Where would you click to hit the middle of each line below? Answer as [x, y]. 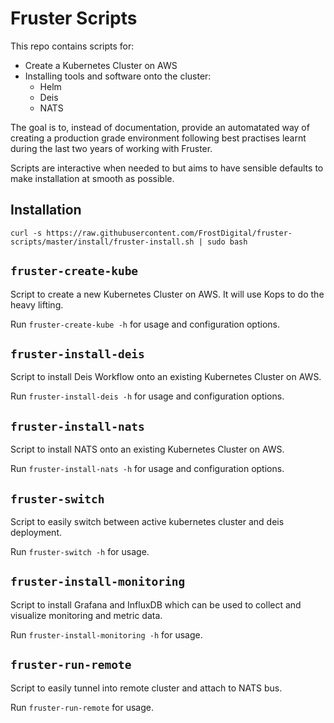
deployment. [36, 532]
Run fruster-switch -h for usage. [80, 551]
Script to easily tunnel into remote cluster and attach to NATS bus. [146, 688]
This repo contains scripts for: [72, 46]
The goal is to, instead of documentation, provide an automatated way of [160, 127]
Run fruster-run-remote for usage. [82, 707]
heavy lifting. [37, 304]
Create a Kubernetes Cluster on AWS [101, 65]
